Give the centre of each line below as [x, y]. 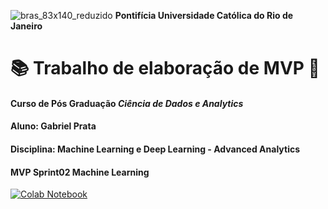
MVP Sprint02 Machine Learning [80, 172]
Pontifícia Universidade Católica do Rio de [204, 15]
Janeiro [26, 26]
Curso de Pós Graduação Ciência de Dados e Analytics [127, 103]
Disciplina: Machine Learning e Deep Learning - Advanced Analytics [155, 149]
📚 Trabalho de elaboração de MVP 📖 [165, 68]
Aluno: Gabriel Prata [53, 126]
